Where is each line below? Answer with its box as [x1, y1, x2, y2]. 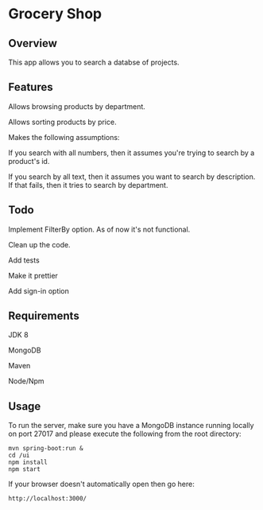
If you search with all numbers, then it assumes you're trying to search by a [8, 148, 255, 158]
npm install [8, 458, 48, 466]
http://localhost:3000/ [8, 495, 87, 503]
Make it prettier [8, 271, 58, 280]
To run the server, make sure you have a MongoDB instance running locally [8, 421, 254, 430]
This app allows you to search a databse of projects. [8, 57, 180, 67]
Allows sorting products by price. [8, 117, 117, 127]
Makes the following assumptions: [8, 132, 120, 142]
